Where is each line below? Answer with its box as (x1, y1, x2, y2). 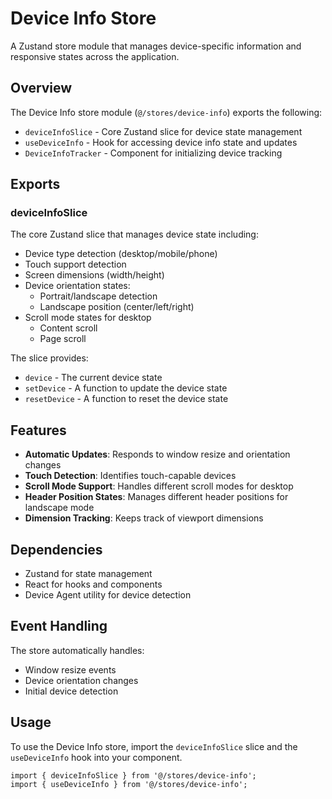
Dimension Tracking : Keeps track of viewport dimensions (24, 512, 264, 524)
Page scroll (39, 333, 87, 345)
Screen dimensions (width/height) (24, 269, 165, 281)
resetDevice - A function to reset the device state (24, 393, 229, 405)
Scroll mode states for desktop (24, 312, 152, 324)
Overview (10, 80, 73, 97)
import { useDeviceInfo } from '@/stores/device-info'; (10, 779, 248, 789)
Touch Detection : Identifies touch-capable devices (24, 470, 237, 482)
